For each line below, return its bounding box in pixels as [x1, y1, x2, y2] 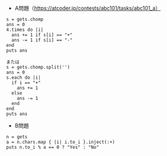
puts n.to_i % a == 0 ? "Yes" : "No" [6, 144, 99, 150]
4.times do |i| [6, 27, 44, 33]
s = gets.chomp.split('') [6, 64, 70, 70]
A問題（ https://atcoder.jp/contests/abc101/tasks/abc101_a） [14, 5, 161, 11]
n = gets [6, 134, 28, 140]
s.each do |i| [6, 75, 41, 81]
